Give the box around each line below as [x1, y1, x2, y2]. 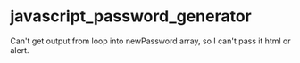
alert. [10, 44, 29, 55]
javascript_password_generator [10, 6, 253, 27]
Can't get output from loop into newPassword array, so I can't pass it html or [10, 35, 291, 46]
